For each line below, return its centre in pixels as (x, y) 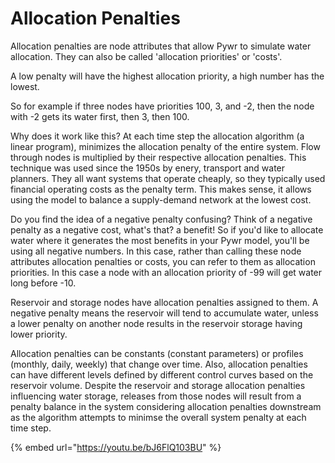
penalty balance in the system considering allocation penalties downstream (166, 406)
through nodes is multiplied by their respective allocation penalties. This (158, 157)
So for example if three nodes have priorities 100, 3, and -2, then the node (162, 106)
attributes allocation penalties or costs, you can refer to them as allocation (163, 261)
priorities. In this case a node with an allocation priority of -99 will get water (166, 272)
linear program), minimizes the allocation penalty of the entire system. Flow (165, 146)
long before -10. (43, 283)
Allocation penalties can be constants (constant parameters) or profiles (157, 353)
